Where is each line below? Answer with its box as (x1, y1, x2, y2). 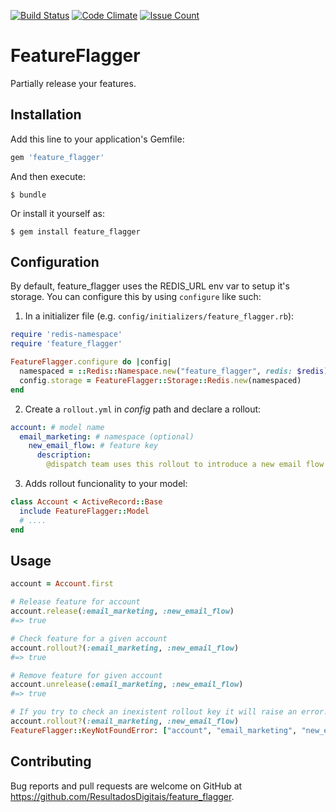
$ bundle (10, 190, 47, 200)
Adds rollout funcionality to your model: (24, 478, 188, 490)
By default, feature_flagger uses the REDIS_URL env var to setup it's (10, 280, 290, 292)
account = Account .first (10, 579, 114, 589)
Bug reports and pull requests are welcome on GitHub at (10, 780, 243, 792)
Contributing (10, 753, 92, 770)
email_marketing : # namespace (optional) (19, 431, 195, 442)
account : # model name (10, 422, 105, 432)
